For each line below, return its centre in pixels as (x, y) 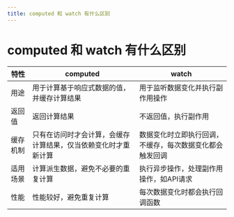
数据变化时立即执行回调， (181, 134)
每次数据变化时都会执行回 (181, 192)
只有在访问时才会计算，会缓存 (81, 134)
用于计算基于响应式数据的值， (81, 88)
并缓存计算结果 (57, 98)
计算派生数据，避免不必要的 (78, 168)
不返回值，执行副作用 (174, 116)
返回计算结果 (53, 116)
